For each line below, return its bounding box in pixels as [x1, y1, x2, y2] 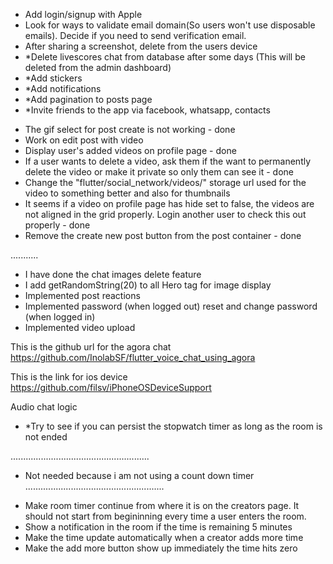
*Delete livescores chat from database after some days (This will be [24, 51, 306, 63]
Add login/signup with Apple [24, 9, 143, 20]
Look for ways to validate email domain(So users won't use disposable [24, 19, 316, 31]
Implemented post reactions [24, 290, 141, 301]
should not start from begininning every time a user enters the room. [24, 510, 307, 522]
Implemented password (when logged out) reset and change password [24, 300, 318, 312]
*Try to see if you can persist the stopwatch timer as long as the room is [24, 420, 323, 432]
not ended [24, 431, 68, 443]
